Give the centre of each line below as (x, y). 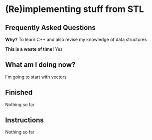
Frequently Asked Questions (51, 28)
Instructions (24, 120)
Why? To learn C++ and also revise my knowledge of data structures (76, 39)
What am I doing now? (40, 65)
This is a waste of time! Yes (34, 49)
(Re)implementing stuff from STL (75, 9)
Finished (19, 92)
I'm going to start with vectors (36, 77)
